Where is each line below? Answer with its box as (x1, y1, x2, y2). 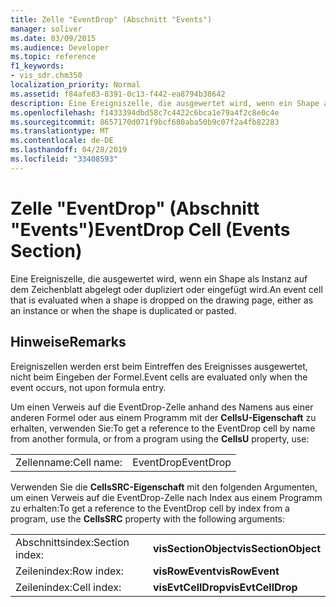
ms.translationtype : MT (10, 126, 110, 136)
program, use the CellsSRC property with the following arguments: (10, 512, 286, 525)
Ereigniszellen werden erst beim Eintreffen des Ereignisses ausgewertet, (10, 360, 308, 372)
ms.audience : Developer (10, 42, 110, 53)
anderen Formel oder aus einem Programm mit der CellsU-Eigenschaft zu (10, 411, 317, 423)
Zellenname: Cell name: (15, 455, 123, 469)
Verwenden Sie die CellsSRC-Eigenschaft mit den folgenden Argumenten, (10, 481, 318, 493)
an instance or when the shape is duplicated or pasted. (10, 304, 237, 316)
